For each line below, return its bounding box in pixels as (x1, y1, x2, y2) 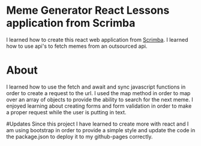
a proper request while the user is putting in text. (6, 108, 127, 115)
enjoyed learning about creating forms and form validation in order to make (6, 102, 192, 109)
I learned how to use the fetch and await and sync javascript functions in (6, 83, 186, 90)
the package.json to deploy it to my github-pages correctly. (6, 133, 153, 140)
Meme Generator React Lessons (6, 4, 170, 17)
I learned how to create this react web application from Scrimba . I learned (6, 36, 188, 43)
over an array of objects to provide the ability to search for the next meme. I (6, 96, 193, 103)
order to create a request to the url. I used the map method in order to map (6, 89, 191, 96)
